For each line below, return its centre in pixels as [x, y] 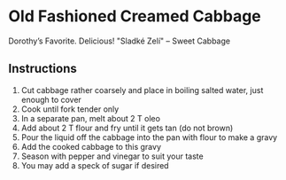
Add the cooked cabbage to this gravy [91, 146]
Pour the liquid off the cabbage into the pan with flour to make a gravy [149, 137]
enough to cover [51, 99]
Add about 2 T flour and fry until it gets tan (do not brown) [127, 128]
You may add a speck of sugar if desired [95, 165]
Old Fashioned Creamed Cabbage [135, 16]
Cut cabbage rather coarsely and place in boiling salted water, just [142, 90]
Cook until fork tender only [70, 109]
